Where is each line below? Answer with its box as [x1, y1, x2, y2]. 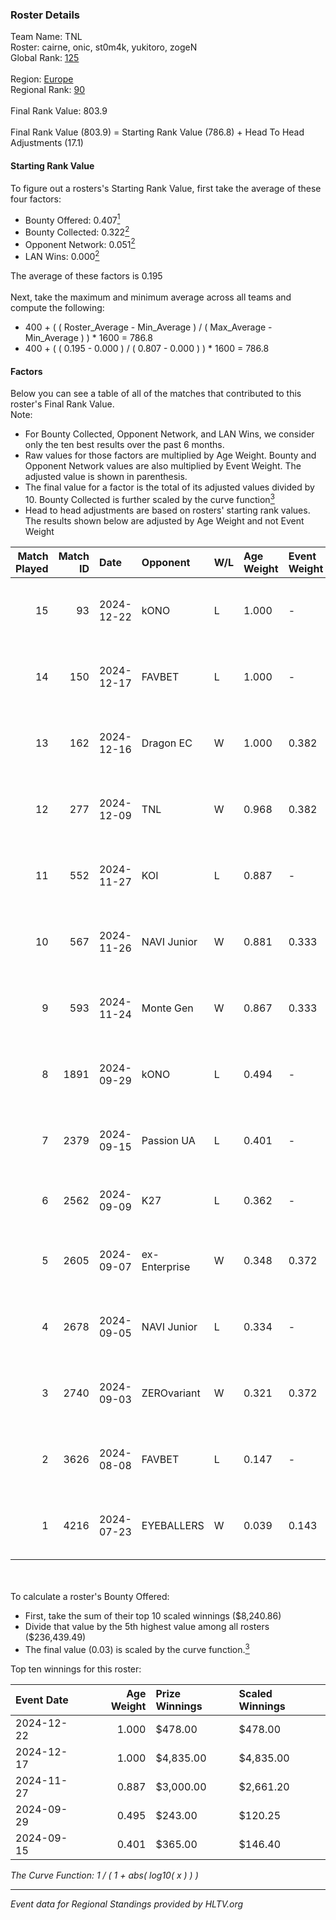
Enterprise [141, 1259, 191, 1273]
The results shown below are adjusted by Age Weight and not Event [24, 514, 305, 527]
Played [15, 561, 49, 575]
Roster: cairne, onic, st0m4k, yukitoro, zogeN [10, 41, 198, 53]
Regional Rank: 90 [10, 84, 86, 96]
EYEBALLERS [141, 1518, 205, 1532]
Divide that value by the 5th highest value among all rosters [24, 1620, 270, 1632]
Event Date [15, 1693, 69, 1707]
